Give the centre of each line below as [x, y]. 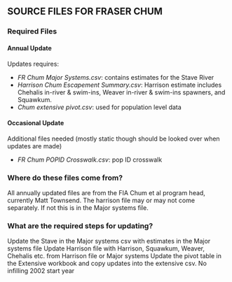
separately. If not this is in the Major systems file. [78, 208]
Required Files [32, 31]
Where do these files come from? [65, 178]
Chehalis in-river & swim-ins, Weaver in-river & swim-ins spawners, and [121, 92]
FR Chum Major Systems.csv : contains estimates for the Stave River [116, 77]
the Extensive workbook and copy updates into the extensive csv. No [107, 263]
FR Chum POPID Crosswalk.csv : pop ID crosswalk [90, 160]
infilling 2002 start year [41, 271]
